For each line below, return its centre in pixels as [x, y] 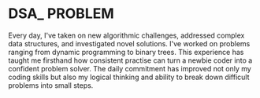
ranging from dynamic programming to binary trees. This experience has [126, 52]
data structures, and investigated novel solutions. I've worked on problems [129, 43]
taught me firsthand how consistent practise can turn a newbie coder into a [130, 60]
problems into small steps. [51, 85]
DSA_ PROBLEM [61, 14]
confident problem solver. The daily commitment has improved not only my [130, 68]
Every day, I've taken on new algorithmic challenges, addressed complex [126, 35]
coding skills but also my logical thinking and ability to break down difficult [129, 77]
